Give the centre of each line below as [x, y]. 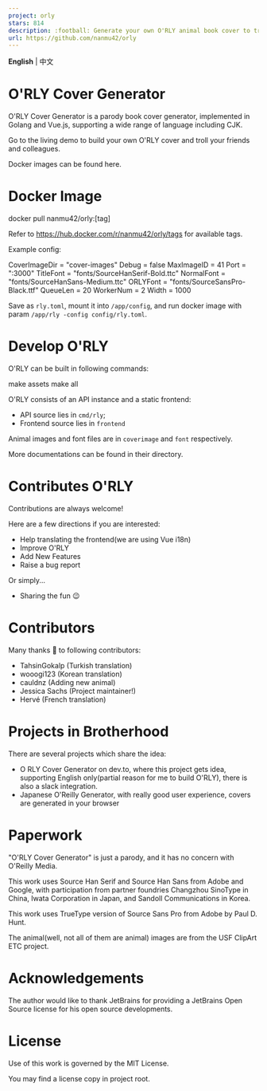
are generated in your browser [70, 803]
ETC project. [29, 946]
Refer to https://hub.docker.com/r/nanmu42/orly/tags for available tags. [126, 234]
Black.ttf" [23, 290]
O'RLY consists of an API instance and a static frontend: [100, 400]
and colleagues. [35, 149]
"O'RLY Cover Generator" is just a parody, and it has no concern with [121, 857]
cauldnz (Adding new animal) [68, 682]
